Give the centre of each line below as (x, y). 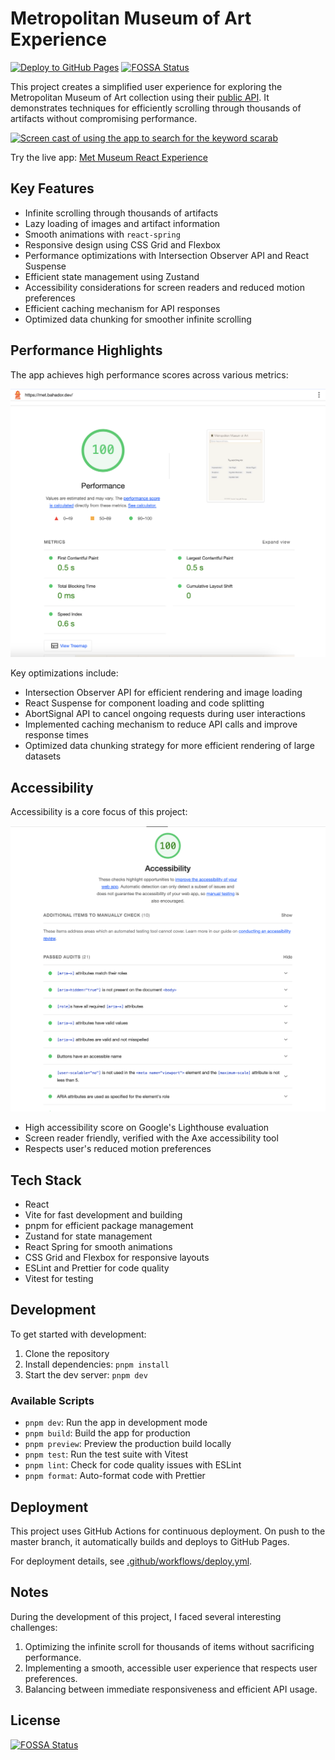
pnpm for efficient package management (109, 1226)
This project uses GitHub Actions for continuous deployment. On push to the (168, 1531)
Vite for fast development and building (103, 1215)
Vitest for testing (59, 1279)
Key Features (52, 188)
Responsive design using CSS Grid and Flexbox (122, 244)
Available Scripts (52, 1400)
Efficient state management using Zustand (112, 276)
